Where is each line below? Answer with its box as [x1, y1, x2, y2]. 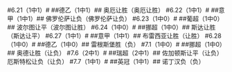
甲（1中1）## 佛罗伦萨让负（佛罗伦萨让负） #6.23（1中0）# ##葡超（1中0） [7, 14, 224, 23]
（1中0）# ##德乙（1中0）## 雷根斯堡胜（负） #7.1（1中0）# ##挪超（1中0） [7, 40, 223, 48]
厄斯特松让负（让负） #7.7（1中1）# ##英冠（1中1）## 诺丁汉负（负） [7, 58, 205, 65]
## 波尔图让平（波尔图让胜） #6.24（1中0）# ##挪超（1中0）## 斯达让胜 [7, 23, 216, 31]
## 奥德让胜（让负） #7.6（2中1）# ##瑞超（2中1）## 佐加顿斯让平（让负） [7, 49, 223, 57]
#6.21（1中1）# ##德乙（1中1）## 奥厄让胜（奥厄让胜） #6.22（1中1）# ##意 [7, 6, 225, 14]
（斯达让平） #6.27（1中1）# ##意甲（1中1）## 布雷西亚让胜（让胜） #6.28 [7, 32, 222, 40]
